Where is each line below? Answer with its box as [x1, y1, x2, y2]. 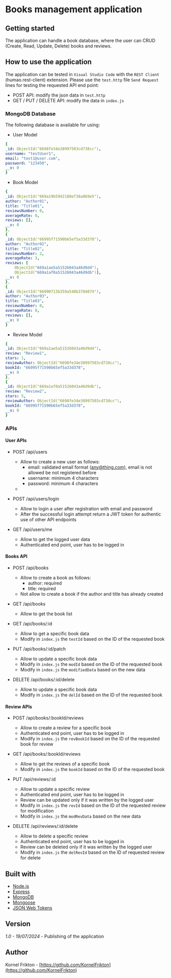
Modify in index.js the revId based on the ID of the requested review [20, 802, 166, 808]
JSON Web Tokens [12, 904, 52, 911]
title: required [27, 585, 56, 591]
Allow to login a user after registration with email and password [20, 505, 153, 511]
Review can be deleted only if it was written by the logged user [20, 844, 153, 850]
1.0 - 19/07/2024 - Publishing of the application [5, 933, 104, 939]
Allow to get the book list [20, 611, 73, 617]
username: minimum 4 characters [27, 475, 99, 481]
